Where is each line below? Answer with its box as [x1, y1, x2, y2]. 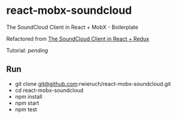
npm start [14, 99, 39, 106]
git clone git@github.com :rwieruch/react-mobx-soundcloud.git [14, 80, 171, 87]
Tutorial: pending [6, 46, 48, 54]
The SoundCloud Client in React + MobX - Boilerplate [6, 23, 138, 31]
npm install [14, 93, 43, 100]
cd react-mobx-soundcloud [14, 87, 84, 94]
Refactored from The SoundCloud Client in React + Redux [6, 35, 149, 42]
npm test [14, 106, 37, 113]
